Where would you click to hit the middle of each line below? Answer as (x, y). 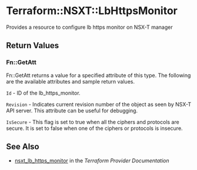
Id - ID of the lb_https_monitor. (43, 93)
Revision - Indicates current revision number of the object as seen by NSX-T (99, 104)
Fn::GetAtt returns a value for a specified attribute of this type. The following (98, 75)
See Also (23, 147)
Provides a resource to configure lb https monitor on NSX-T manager (89, 27)
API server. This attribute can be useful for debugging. (72, 111)
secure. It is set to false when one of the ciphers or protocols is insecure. (95, 128)
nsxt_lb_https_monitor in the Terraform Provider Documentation (92, 161)
